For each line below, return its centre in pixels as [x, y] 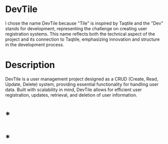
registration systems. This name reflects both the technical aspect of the [80, 34]
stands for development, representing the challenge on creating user [76, 28]
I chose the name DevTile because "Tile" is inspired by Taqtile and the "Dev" [84, 23]
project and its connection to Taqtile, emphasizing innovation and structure [82, 39]
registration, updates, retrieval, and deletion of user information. [71, 95]
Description [30, 65]
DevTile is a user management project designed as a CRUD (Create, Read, [82, 79]
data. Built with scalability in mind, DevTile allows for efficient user [73, 90]
